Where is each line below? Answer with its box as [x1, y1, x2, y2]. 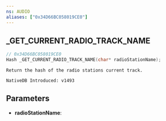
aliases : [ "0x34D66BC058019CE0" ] [6, 14, 88, 20]
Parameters [6, 93, 50, 103]
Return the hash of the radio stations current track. [6, 68, 143, 73]
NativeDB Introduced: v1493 [6, 78, 75, 84]
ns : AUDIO [6, 8, 31, 15]
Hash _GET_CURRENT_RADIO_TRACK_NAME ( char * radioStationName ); [6, 57, 161, 63]
